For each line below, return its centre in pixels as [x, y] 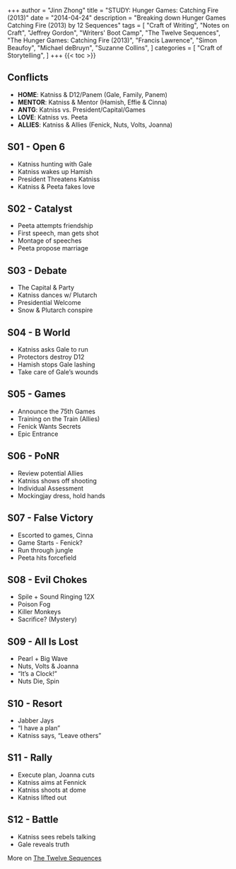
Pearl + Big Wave [43, 659]
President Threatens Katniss [59, 179]
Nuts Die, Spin [39, 681]
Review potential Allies [50, 473]
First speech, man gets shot [58, 234]
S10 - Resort [35, 703]
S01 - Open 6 [36, 147]
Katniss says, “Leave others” [59, 735]
